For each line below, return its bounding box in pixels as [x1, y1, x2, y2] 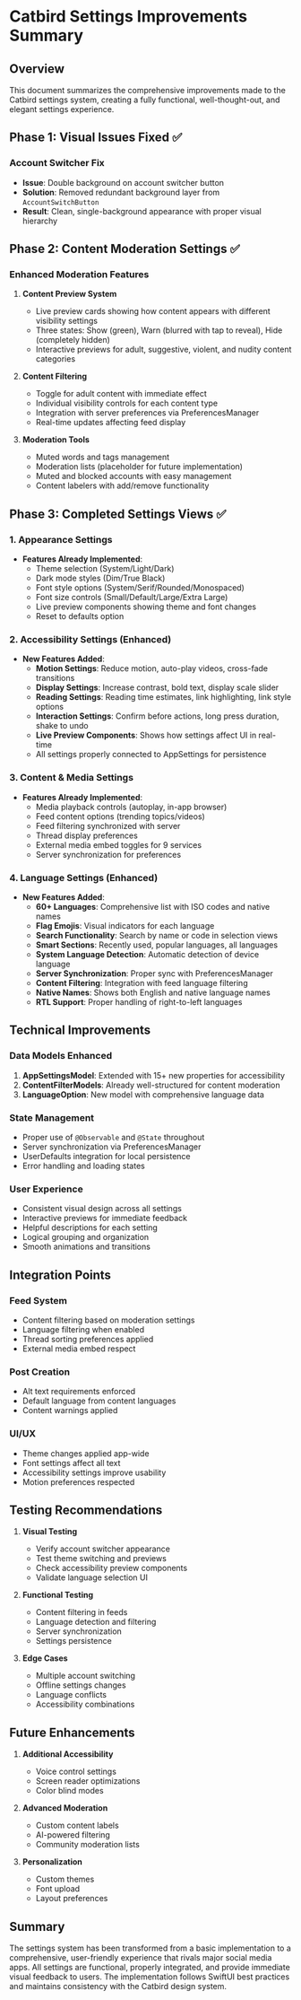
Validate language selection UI [35, 1572, 148, 1583]
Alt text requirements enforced [21, 1386, 136, 1397]
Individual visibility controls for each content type [35, 397, 218, 409]
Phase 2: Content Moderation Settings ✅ [9, 241, 240, 257]
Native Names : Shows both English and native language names [35, 987, 271, 998]
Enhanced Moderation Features [9, 268, 150, 280]
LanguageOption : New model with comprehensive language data [21, 1088, 264, 1100]
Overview [9, 61, 65, 76]
